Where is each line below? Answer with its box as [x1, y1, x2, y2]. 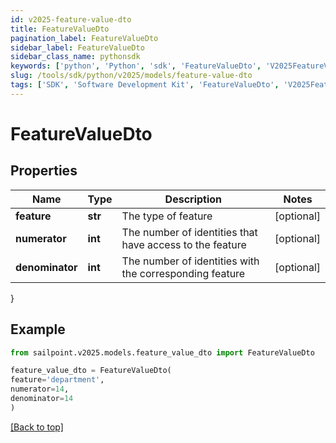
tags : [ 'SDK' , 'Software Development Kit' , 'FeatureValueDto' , [10, 80, 280, 90]
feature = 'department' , [10, 375, 105, 385]
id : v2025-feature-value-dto [10, 14, 132, 25]
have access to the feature [121, 237, 247, 251]
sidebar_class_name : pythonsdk [10, 52, 141, 62]
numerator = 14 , [10, 384, 70, 395]
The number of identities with [121, 254, 260, 268]
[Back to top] [10, 421, 64, 433]
